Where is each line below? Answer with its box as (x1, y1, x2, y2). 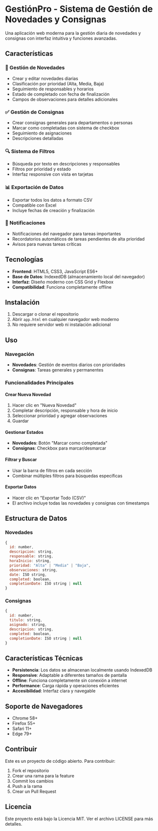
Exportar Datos (5, 484, 37, 490)
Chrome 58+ (12, 715, 38, 721)
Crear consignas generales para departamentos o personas (12, 119, 133, 126)
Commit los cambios (12, 778, 54, 784)
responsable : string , (9, 554, 54, 559)
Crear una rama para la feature (12, 773, 74, 778)
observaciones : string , (9, 567, 58, 572)
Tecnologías (5, 255, 44, 264)
